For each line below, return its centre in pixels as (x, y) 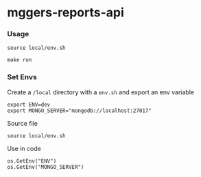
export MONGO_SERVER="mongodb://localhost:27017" (80, 111)
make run (20, 60)
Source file (22, 123)
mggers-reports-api (66, 13)
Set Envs (22, 77)
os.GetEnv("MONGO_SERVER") (46, 167)
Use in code (24, 148)
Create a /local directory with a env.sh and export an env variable (100, 92)
